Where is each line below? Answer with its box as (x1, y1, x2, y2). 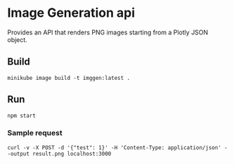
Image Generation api (7, 5, 136, 21)
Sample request (7, 128, 63, 138)
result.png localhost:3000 (32, 150, 112, 157)
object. (7, 35, 28, 43)
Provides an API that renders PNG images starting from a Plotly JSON (7, 28, 209, 36)
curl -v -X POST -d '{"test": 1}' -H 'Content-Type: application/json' (7, 144, 221, 151)
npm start (7, 112, 37, 119)
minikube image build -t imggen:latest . (7, 74, 131, 81)
